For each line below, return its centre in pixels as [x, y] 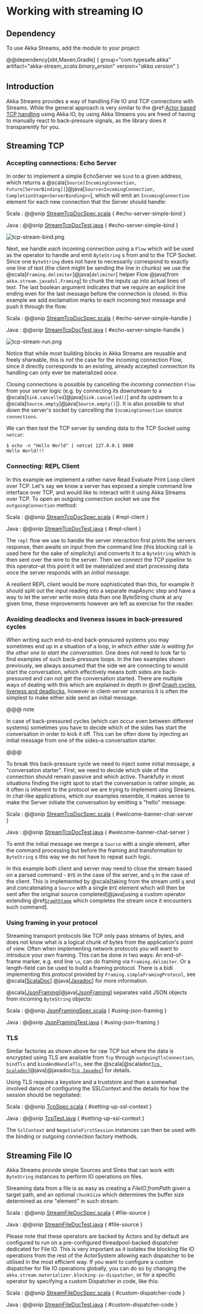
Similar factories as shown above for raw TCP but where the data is [90, 1051]
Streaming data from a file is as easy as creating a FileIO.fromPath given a [98, 1188]
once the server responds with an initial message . [69, 572]
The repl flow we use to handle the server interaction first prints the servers [101, 540]
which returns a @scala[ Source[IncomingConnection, [72, 183]
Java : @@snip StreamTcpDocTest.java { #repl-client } [74, 529]
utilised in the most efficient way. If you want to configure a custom [90, 1262]
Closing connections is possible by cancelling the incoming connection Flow [101, 385]
